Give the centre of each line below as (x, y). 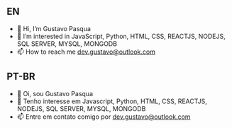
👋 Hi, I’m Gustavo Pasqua (54, 28)
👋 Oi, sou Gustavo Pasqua (55, 93)
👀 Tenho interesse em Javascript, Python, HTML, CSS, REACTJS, (112, 101)
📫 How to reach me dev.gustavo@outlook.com (86, 52)
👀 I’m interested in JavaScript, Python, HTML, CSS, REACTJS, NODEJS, (121, 36)
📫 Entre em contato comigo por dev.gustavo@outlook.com (104, 117)
